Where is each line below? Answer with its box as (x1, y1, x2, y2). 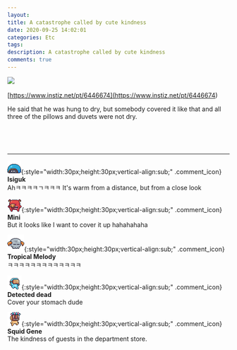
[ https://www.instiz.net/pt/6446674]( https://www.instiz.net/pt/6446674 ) (7, 91, 218, 99)
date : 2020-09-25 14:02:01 (7, 26, 87, 33)
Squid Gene (7, 327, 42, 335)
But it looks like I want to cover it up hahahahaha (7, 220, 148, 229)
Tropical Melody (7, 252, 56, 261)
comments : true (7, 57, 52, 64)
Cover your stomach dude (7, 298, 83, 306)
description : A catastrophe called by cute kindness (7, 49, 166, 56)
